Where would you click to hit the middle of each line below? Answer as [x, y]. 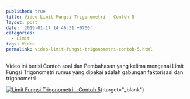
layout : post [22, 22]
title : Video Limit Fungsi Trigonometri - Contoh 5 [70, 17]
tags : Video [20, 44]
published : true [26, 11]
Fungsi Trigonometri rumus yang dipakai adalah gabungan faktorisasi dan [95, 72]
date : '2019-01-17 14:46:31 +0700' [49, 28]
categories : [20, 33]
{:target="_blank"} [122, 89]
